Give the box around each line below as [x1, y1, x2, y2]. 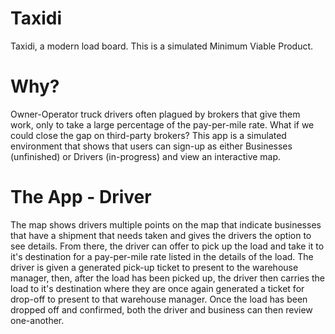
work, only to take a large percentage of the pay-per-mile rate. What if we [10, 118, 315, 131]
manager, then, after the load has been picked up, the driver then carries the [10, 272, 325, 284]
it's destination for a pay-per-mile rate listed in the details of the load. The [10, 250, 314, 262]
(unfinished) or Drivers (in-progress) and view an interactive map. [10, 150, 282, 162]
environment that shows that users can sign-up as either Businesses [10, 140, 293, 152]
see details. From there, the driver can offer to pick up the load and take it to [10, 240, 325, 252]
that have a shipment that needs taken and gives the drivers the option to [10, 229, 312, 241]
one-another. [10, 314, 65, 326]
